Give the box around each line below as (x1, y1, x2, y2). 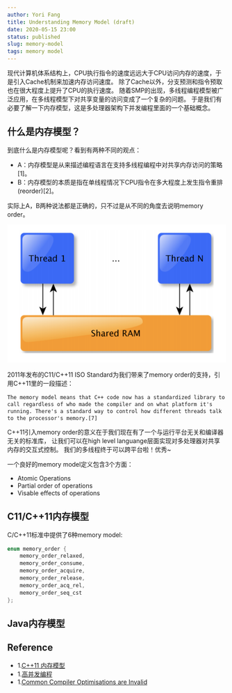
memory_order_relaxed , (19, 552, 85, 560)
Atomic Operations (17, 474, 72, 482)
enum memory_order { (7, 545, 67, 552)
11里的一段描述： (25, 379, 74, 387)
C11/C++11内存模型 (7, 511, 89, 522)
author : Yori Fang (7, 11, 60, 18)
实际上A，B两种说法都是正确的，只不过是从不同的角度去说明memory (7, 201, 204, 210)
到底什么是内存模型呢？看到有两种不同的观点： (7, 146, 141, 154)
